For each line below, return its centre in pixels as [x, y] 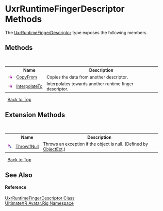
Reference [16, 187]
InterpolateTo [29, 86]
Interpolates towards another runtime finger [90, 84]
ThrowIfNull [27, 147]
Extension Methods [35, 115]
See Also [19, 175]
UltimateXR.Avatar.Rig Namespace [40, 203]
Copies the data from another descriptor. [88, 77]
